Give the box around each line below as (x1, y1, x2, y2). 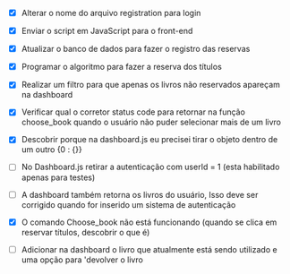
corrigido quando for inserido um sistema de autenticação (21, 199, 236, 210)
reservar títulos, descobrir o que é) (21, 227, 150, 237)
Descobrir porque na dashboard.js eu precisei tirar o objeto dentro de (21, 134, 278, 145)
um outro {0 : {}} (21, 144, 82, 155)
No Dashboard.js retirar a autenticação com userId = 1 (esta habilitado (21, 161, 280, 173)
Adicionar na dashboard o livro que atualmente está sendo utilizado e (21, 244, 278, 254)
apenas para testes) (21, 172, 96, 183)
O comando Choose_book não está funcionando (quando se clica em (21, 217, 277, 227)
